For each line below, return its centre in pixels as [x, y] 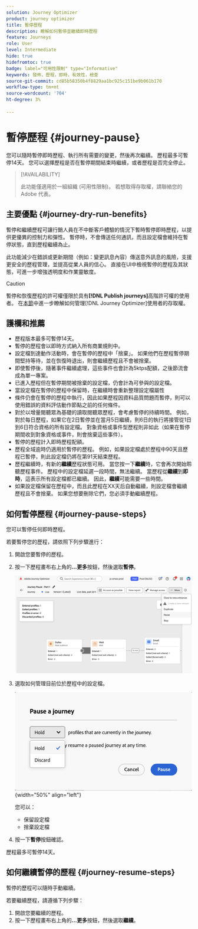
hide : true [19, 56]
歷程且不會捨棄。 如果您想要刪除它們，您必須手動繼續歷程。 [88, 493]
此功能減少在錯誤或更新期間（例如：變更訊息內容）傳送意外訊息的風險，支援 [99, 257]
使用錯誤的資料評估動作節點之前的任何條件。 [69, 405]
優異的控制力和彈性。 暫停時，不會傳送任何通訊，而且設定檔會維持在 [100, 237]
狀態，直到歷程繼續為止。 [42, 244]
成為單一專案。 [33, 375]
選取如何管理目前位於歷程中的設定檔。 [61, 683]
